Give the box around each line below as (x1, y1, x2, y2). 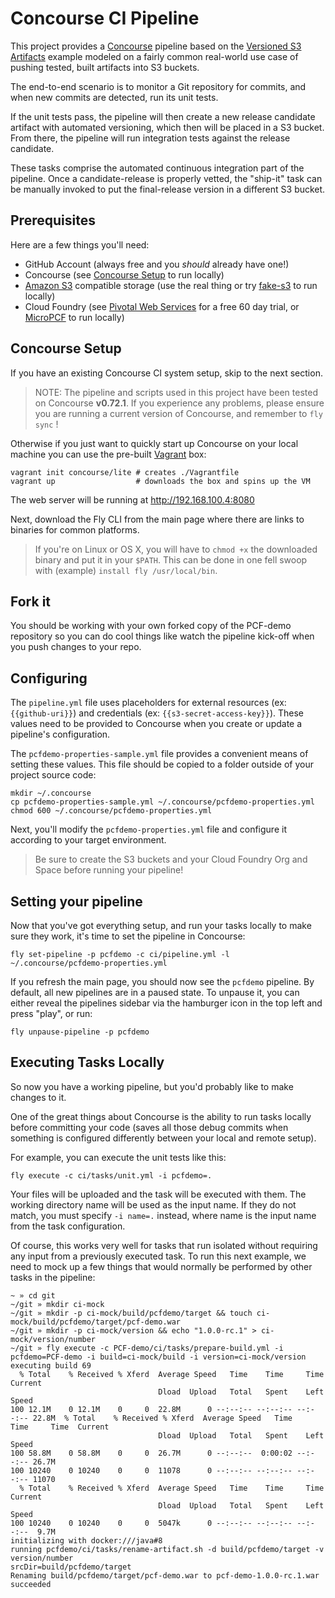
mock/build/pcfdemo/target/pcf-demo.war (10, 1317, 182, 1327)
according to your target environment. (10, 834, 167, 846)
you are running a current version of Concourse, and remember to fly (34, 407, 323, 419)
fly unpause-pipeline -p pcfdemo (10, 1027, 150, 1037)
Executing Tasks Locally (10, 1054, 165, 1071)
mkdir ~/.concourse (10, 788, 92, 799)
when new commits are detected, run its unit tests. (10, 91, 219, 103)
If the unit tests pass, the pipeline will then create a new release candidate (10, 110, 316, 122)
